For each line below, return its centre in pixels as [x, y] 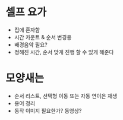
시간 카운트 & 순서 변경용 [43, 37]
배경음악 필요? [31, 45]
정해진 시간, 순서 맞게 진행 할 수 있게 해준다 [64, 52]
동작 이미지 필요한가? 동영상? [48, 110]
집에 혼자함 [27, 30]
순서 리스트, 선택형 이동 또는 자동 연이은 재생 [66, 96]
